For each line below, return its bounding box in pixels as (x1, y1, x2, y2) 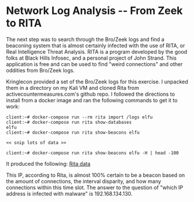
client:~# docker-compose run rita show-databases (6, 119, 132, 125)
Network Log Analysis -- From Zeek (6, 4, 183, 18)
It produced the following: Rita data (6, 160, 91, 167)
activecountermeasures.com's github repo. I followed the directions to (6, 90, 175, 97)
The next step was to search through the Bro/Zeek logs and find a (6, 36, 165, 43)
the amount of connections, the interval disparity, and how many (6, 177, 162, 184)
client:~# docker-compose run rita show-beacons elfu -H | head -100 (6, 150, 179, 156)
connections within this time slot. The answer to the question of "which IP (6, 184, 183, 191)
